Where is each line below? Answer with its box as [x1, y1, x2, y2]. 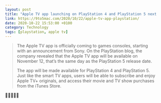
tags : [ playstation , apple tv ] [5, 29, 68, 34]
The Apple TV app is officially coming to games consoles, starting [16, 43, 148, 48]
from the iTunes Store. [16, 83, 62, 88]
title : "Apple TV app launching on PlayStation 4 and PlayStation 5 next [5, 12, 157, 16]
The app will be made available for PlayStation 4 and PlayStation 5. [16, 68, 150, 73]
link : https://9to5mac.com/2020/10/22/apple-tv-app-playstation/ [5, 16, 139, 21]
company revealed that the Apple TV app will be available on [16, 53, 138, 59]
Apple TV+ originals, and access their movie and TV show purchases [16, 78, 155, 84]
